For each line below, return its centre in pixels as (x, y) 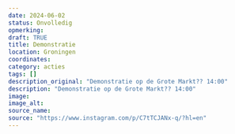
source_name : (30, 111)
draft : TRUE (28, 37)
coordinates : (30, 60)
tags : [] (23, 74)
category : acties (37, 67)
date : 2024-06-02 (37, 15)
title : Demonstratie (42, 45)
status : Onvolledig (40, 23)
